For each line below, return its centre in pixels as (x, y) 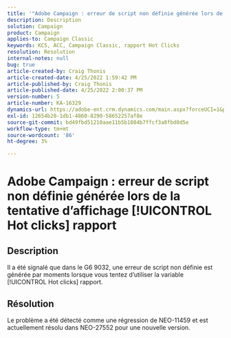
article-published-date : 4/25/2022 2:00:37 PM (75, 90)
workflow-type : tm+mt (38, 129)
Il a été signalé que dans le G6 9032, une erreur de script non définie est (110, 267)
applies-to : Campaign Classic (51, 39)
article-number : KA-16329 (44, 103)
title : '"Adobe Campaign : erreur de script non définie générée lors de (115, 13)
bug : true (21, 65)
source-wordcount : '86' (41, 135)
